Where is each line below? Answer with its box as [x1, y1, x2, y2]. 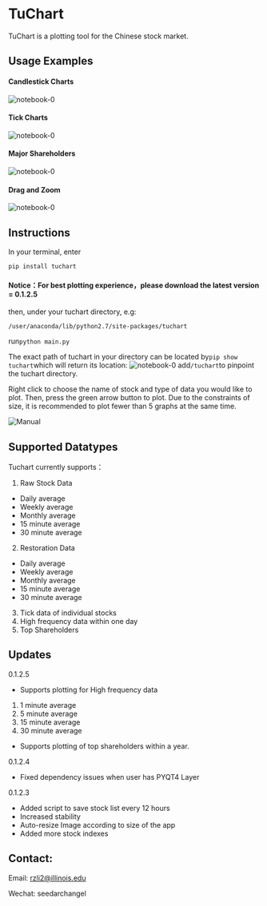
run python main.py [8, 336, 70, 346]
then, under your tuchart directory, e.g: [8, 307, 137, 316]
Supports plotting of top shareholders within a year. [19, 741, 189, 751]
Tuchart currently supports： [8, 462, 104, 471]
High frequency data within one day [19, 616, 138, 626]
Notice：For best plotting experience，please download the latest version [8, 280, 260, 290]
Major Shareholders [8, 149, 76, 158]
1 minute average [19, 700, 77, 709]
